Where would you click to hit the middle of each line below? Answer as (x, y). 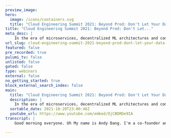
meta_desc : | (19, 33)
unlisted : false (22, 62)
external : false (22, 76)
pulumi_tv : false (24, 57)
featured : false (22, 48)
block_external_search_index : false (44, 85)
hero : (11, 15)
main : (11, 90)
